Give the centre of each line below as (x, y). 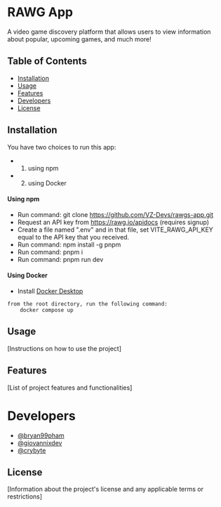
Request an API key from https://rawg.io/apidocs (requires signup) (113, 222)
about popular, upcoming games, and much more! (80, 39)
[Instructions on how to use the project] (64, 348)
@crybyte (32, 450)
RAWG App (40, 12)
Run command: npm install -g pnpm (69, 244)
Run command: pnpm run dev (60, 259)
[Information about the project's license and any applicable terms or (106, 489)
